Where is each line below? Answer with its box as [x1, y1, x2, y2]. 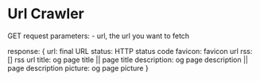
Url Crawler [7, 5, 85, 23]
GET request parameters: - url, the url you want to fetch [7, 31, 190, 40]
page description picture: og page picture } [7, 63, 149, 72]
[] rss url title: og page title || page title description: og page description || [7, 55, 248, 64]
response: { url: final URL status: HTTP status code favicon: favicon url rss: [7, 46, 253, 56]
